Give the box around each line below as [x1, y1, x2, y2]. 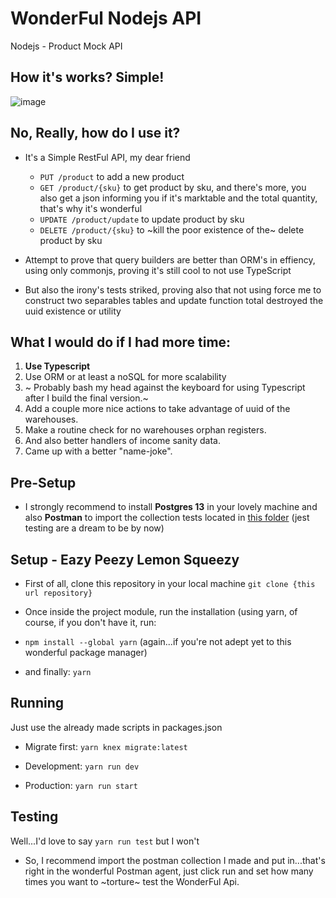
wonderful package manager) [24, 647, 148, 658]
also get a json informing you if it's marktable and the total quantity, [39, 192, 318, 204]
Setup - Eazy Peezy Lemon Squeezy [10, 551, 240, 568]
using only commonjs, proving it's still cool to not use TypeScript [24, 264, 292, 276]
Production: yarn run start [24, 779, 138, 791]
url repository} [24, 588, 93, 598]
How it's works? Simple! [10, 69, 165, 86]
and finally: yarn [24, 666, 92, 677]
